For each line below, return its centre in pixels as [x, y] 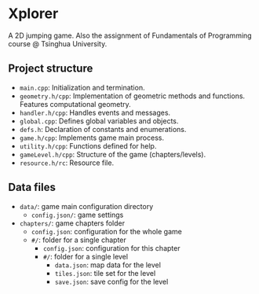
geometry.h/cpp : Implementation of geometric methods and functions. [132, 96]
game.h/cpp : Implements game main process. [92, 138]
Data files [32, 187]
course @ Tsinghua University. [58, 43]
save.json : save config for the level [111, 281]
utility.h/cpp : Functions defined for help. [88, 145]
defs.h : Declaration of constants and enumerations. [103, 129]
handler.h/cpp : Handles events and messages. [95, 112]
